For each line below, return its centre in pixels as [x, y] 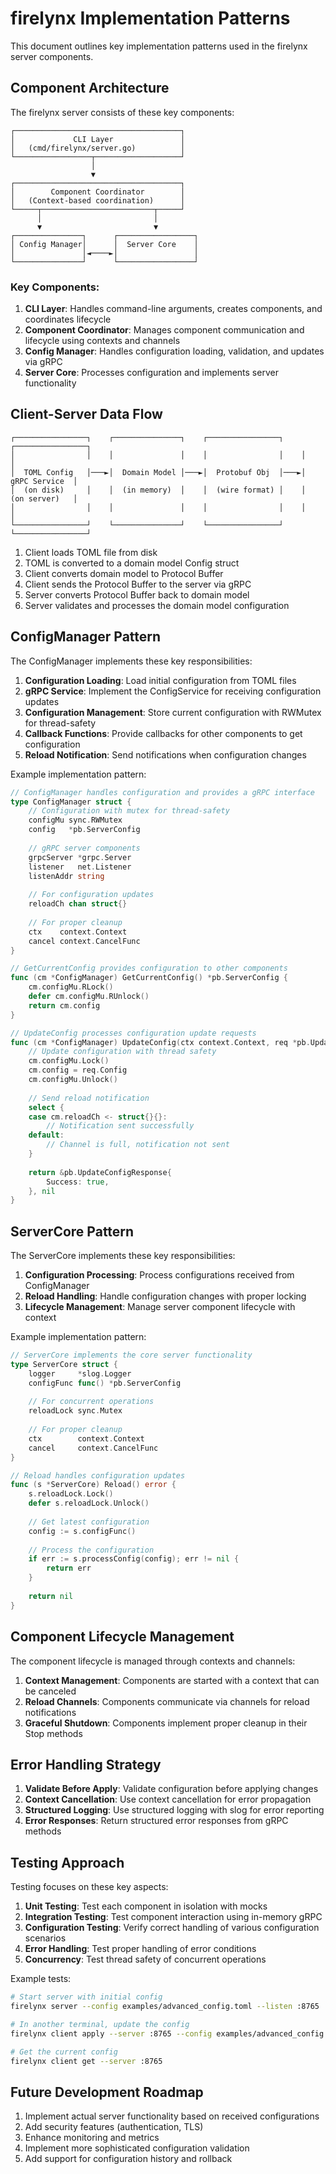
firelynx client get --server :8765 [86, 2061]
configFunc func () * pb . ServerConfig [105, 1383]
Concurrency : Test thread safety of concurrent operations [145, 1959]
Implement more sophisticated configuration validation [137, 2148]
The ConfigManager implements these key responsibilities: [131, 661]
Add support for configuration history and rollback [128, 2159]
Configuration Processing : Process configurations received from [159, 1275]
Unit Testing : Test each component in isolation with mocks [146, 1906]
